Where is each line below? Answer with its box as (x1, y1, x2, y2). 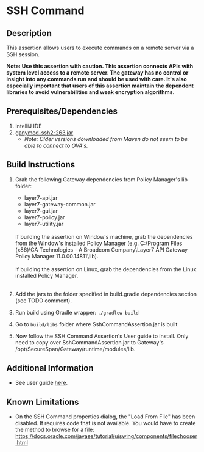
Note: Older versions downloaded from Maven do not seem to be (24, 135, 188, 142)
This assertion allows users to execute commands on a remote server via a (6, 44, 194, 51)
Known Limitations (6, 396, 79, 407)
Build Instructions (6, 159, 76, 170)
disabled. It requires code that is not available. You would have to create (15, 420, 196, 427)
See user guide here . (15, 379, 68, 387)
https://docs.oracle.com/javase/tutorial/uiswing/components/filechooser (15, 432, 198, 440)
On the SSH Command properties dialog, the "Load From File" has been (15, 413, 195, 420)
